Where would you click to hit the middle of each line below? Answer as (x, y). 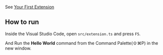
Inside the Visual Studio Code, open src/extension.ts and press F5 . (73, 34)
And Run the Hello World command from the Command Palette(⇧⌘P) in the (81, 43)
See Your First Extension (30, 7)
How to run (22, 22)
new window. (18, 48)
